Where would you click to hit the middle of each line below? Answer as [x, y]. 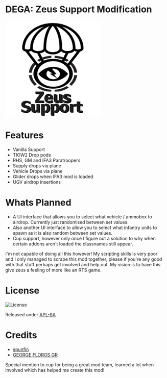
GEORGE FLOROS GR [35, 355]
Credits [21, 335]
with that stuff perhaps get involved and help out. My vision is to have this [83, 264]
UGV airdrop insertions [37, 182]
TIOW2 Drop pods [32, 155]
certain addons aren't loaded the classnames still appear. [73, 244]
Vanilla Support [29, 149]
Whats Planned [38, 203]
